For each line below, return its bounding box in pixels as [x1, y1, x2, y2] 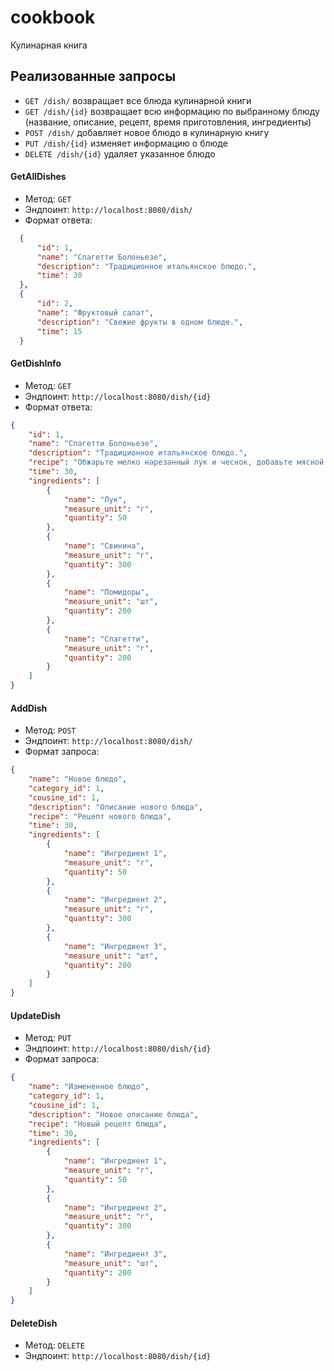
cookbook [10, 6, 96, 29]
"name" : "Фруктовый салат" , [36, 307, 155, 318]
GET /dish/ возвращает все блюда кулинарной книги [24, 94, 252, 106]
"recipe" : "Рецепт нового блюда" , [28, 811, 172, 821]
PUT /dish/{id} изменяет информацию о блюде [24, 137, 228, 149]
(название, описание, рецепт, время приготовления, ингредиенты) [24, 116, 312, 128]
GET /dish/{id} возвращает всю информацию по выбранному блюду [24, 105, 320, 117]
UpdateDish [10, 1009, 61, 1021]
